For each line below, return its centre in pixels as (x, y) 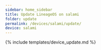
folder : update (21, 19)
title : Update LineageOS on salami (42, 14)
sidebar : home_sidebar (29, 10)
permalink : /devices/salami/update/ (43, 24)
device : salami (21, 28)
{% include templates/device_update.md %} (51, 42)
